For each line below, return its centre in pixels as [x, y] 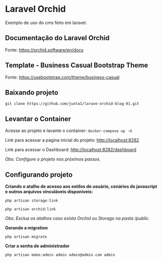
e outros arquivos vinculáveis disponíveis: [49, 192]
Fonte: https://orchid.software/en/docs [44, 50]
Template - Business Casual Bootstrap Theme [77, 65]
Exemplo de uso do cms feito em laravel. [46, 23]
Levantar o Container [38, 119]
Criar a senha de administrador [37, 246]
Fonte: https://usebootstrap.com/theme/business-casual [62, 77]
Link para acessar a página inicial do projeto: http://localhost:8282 [72, 140]
